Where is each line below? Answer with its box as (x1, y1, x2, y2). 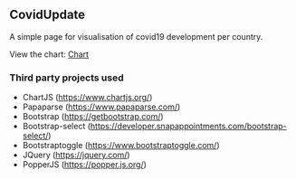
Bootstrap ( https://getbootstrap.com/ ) (22, 111, 165, 122)
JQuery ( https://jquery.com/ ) (22, 149, 130, 161)
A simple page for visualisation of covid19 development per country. (9, 31, 263, 42)
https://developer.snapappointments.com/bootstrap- (90, 121, 287, 132)
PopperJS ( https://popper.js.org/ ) (22, 159, 148, 170)
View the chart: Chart (9, 49, 89, 60)
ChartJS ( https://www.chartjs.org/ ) (22, 92, 153, 103)
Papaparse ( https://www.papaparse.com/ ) (22, 101, 181, 112)
